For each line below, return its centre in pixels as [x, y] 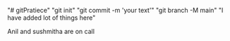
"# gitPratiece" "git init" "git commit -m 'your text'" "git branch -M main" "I [115, 10]
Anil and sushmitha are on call [51, 31]
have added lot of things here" [52, 18]
